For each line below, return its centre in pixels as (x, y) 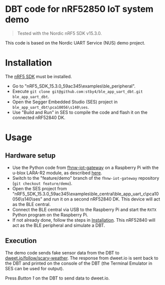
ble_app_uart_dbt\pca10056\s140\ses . (51, 107)
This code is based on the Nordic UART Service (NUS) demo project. (75, 42)
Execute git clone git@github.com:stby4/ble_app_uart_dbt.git (78, 91)
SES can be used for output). (35, 268)
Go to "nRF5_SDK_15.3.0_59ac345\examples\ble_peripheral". (74, 86)
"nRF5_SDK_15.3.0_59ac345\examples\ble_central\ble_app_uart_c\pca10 (85, 194)
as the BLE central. (31, 204)
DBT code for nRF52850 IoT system (79, 9)
